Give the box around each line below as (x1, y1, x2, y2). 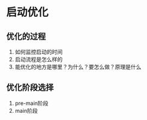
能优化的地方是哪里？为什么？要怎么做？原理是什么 (14, 64, 142, 70)
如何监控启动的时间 (14, 49, 63, 55)
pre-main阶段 (14, 100, 49, 107)
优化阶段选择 (6, 82, 54, 93)
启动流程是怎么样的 (14, 56, 63, 63)
